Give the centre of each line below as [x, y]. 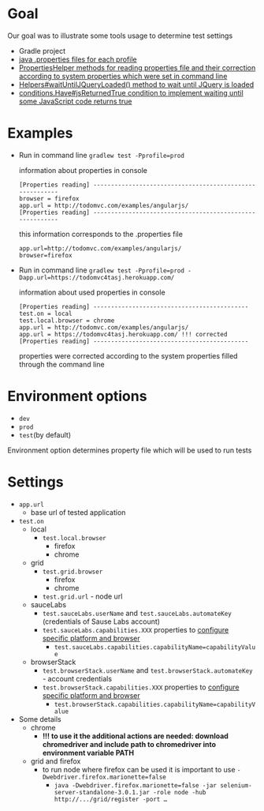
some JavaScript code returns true [75, 101]
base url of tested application [78, 512]
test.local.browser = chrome [67, 321]
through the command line [61, 364]
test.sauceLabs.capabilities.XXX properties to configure [136, 629]
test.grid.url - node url [82, 596]
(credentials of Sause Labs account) [101, 621]
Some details [40, 719]
